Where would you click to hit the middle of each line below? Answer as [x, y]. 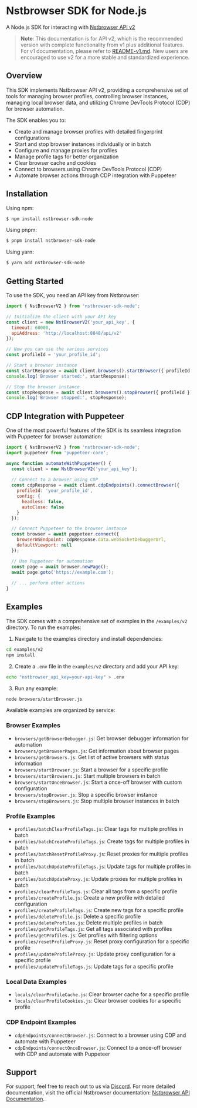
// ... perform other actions [48, 583]
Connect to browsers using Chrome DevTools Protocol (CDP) [88, 169]
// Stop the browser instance [43, 387]
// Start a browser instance [42, 365]
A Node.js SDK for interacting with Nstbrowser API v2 [71, 27]
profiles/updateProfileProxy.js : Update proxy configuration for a [95, 954]
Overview [24, 76]
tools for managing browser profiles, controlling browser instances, [87, 96]
